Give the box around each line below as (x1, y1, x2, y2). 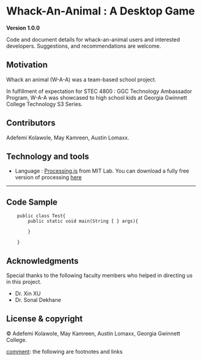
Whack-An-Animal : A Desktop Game (6, 4, 195, 18)
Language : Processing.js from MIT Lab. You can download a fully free (14, 167, 189, 174)
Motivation (6, 60, 48, 70)
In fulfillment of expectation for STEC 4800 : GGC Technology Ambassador (6, 88, 192, 95)
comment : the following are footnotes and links (6, 348, 123, 355)
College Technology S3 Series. (6, 100, 83, 107)
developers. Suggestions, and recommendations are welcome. (6, 42, 161, 50)
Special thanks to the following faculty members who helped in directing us (6, 272, 193, 279)
